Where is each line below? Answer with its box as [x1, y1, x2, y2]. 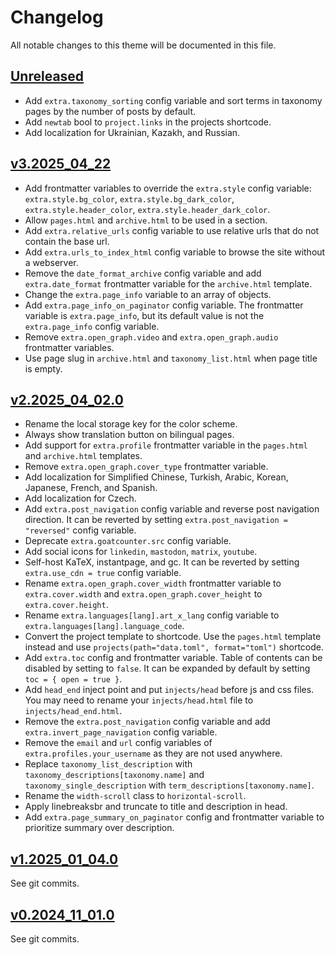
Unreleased [10, 68, 85, 85]
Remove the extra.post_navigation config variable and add [24, 716, 271, 728]
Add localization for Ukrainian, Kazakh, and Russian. [24, 126, 241, 138]
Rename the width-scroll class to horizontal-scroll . [24, 790, 247, 802]
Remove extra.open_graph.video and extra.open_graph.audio [24, 331, 279, 343]
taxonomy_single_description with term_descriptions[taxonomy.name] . [24, 779, 315, 791]
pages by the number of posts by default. [24, 105, 197, 117]
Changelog [10, 6, 104, 29]
